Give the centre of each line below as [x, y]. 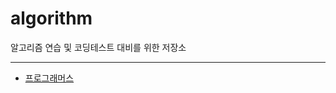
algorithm [51, 18]
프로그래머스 [49, 78]
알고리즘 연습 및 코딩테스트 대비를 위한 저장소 [98, 47]
